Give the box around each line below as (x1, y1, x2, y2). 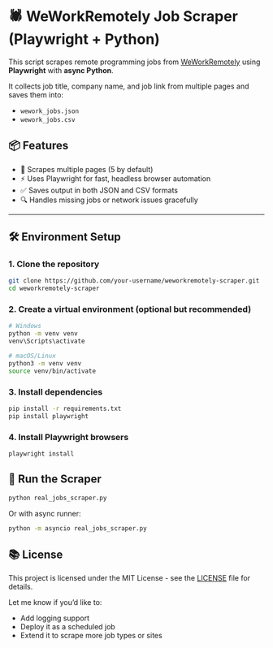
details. (8, 582, 33, 592)
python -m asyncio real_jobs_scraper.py (8, 524, 148, 533)
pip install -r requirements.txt (8, 404, 122, 413)
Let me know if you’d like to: (8, 598, 102, 607)
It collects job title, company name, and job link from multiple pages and (8, 81, 249, 91)
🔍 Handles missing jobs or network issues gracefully (19, 195, 199, 205)
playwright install (8, 450, 75, 458)
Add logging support (19, 613, 89, 623)
